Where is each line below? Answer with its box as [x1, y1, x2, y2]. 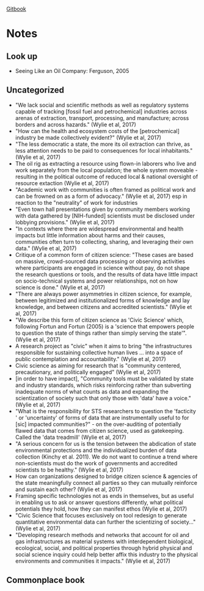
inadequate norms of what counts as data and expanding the [15, 387, 169, 395]
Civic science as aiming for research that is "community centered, [15, 362, 181, 369]
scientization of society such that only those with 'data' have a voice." [15, 394, 191, 402]
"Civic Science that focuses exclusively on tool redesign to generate [15, 511, 188, 519]
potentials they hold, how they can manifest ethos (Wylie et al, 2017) [15, 505, 188, 513]
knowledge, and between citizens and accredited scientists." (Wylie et [15, 303, 192, 310]
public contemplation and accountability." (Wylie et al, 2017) [15, 355, 166, 362]
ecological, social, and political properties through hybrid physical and [15, 544, 192, 551]
